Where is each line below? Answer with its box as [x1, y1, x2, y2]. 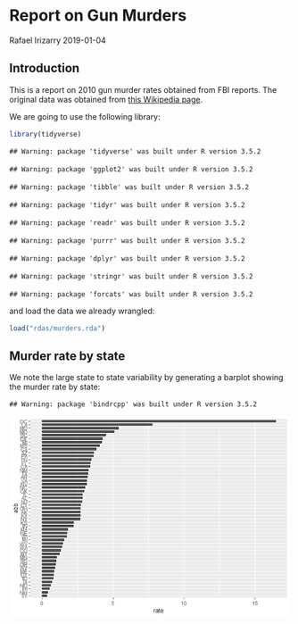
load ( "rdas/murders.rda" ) [9, 323, 105, 333]
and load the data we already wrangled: [9, 305, 155, 316]
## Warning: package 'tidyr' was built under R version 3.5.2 [9, 200, 245, 210]
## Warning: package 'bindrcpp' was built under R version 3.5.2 [9, 400, 257, 409]
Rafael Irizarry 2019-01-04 [9, 35, 107, 46]
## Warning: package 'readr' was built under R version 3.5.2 [9, 218, 245, 228]
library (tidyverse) [9, 129, 82, 138]
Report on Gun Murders [9, 5, 187, 26]
